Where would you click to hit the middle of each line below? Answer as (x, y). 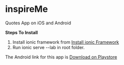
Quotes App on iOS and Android (38, 23)
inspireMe (27, 9)
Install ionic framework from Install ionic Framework (65, 42)
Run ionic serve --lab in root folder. (48, 47)
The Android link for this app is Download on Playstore (61, 57)
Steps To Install (22, 32)
